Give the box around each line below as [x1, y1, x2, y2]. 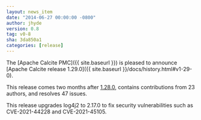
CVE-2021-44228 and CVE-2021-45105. [6, 108, 107, 115]
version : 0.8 [6, 25, 39, 32]
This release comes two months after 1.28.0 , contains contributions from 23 [6, 83, 196, 90]
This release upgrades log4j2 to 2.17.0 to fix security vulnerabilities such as [6, 101, 194, 109]
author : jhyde [6, 20, 42, 26]
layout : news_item [6, 8, 53, 15]
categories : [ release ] [6, 43, 64, 49]
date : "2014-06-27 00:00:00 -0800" [6, 14, 96, 21]
